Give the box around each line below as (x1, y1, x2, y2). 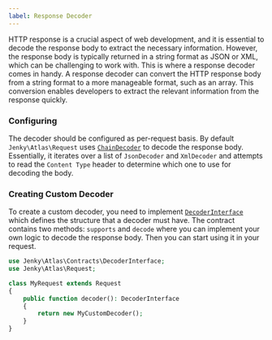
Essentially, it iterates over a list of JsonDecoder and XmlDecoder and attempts (8, 150, 263, 160)
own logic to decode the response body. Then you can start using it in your (8, 233, 260, 242)
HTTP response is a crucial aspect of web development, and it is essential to (8, 34, 265, 44)
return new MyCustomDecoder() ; (37, 310, 144, 318)
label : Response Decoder (8, 11, 93, 20)
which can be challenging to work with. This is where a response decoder (8, 60, 256, 70)
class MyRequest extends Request (8, 279, 122, 287)
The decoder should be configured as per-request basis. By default (8, 133, 235, 143)
